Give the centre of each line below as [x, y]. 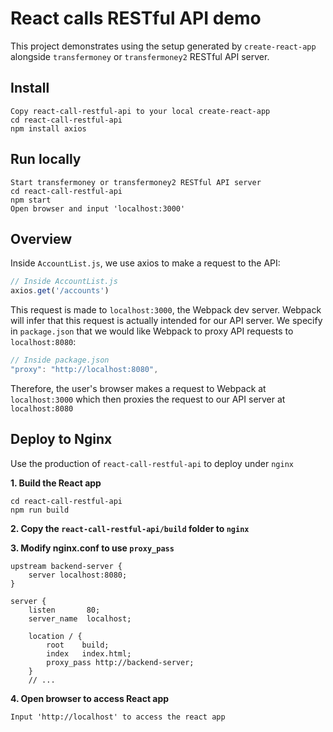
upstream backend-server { [66, 566]
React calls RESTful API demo [136, 18]
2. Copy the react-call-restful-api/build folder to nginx [130, 528]
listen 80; [64, 610]
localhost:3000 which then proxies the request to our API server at [148, 399]
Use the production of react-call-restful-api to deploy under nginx [152, 463]
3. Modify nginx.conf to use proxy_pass [92, 548]
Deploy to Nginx [61, 439]
